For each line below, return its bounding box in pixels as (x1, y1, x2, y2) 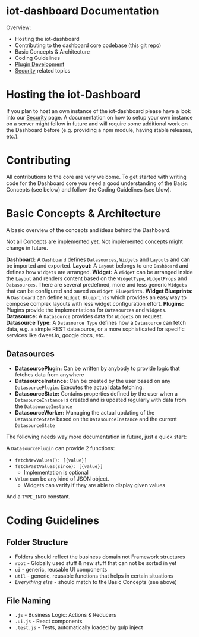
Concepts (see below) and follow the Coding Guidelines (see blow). (6, 186, 172, 193)
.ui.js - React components (14, 617, 83, 625)
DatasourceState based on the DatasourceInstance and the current (14, 415, 177, 422)
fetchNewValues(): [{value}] (14, 457, 87, 463)
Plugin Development (14, 61, 64, 68)
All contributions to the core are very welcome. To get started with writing (6, 173, 187, 180)
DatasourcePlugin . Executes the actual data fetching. (14, 384, 144, 391)
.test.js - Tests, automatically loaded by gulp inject (14, 624, 144, 631)
